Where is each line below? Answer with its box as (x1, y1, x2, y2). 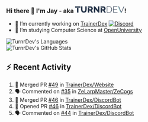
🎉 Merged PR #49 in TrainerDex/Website (14, 81, 114, 88)
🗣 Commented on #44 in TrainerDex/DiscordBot (14, 109, 134, 116)
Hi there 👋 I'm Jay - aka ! (6, 7, 127, 15)
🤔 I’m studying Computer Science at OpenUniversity (14, 26, 142, 33)
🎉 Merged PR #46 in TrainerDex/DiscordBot (14, 96, 121, 104)
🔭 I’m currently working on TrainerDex (14, 20, 108, 27)
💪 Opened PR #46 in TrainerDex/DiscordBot (14, 102, 122, 110)
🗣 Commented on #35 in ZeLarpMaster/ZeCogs (14, 87, 133, 95)
